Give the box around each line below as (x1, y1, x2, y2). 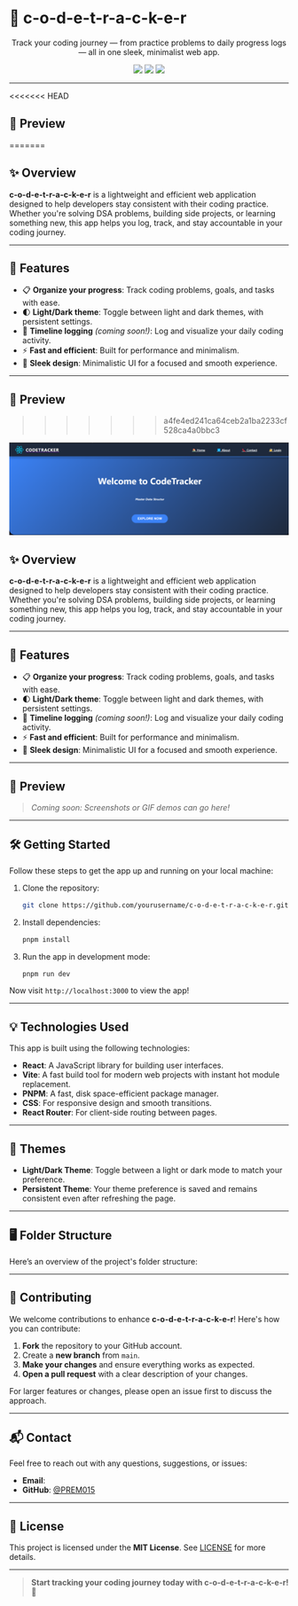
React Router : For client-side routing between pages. (21, 1108, 217, 1118)
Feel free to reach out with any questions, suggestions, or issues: (9, 1458, 248, 1469)
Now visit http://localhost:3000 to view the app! (9, 985, 190, 996)
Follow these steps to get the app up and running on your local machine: (9, 865, 273, 876)
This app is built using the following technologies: (9, 1043, 191, 1054)
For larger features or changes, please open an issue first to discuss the (9, 1385, 272, 1396)
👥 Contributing (9, 1290, 92, 1305)
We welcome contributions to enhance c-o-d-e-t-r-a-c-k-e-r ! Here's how (9, 1313, 280, 1324)
